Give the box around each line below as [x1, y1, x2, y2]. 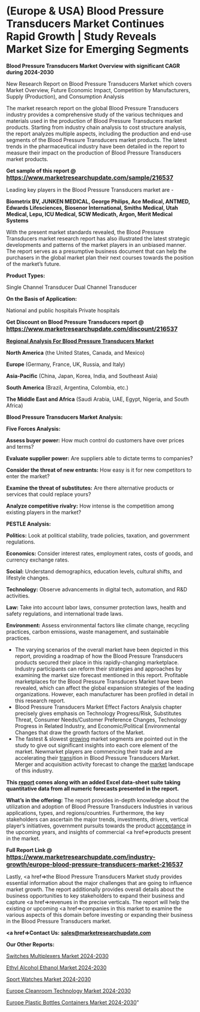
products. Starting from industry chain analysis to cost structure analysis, [6, 123, 187, 131]
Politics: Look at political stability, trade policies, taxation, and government [6, 531, 190, 539]
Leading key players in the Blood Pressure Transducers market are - [6, 186, 174, 193]
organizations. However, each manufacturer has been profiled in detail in [14, 690, 194, 697]
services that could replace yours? [6, 490, 91, 498]
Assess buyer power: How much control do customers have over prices [6, 436, 184, 444]
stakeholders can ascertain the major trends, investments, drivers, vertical [6, 815, 189, 823]
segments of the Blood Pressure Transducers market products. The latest [6, 136, 187, 143]
